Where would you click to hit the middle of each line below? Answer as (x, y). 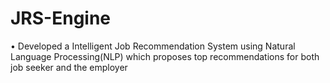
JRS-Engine (61, 18)
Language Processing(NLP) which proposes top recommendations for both (165, 56)
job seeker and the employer (69, 67)
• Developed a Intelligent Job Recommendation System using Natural (153, 46)
